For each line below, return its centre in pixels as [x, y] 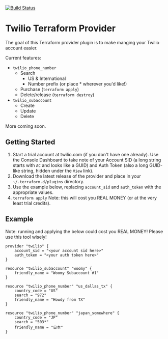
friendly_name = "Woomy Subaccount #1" [57, 273]
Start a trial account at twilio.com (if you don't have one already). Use [86, 154]
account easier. [21, 48]
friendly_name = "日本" [39, 327]
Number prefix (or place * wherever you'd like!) [77, 83]
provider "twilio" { [27, 246]
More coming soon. [26, 126]
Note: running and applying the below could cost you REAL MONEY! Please [84, 231]
